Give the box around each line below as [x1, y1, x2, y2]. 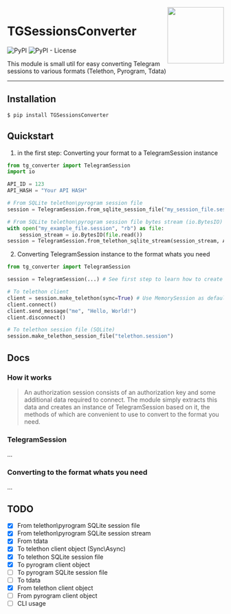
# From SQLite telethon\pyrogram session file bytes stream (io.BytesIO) [7, 218, 223, 225]
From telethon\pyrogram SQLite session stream [16, 529, 151, 538]
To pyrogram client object [16, 560, 91, 569]
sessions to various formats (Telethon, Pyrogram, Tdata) [7, 67, 166, 75]
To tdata [16, 575, 41, 584]
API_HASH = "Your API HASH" [7, 187, 88, 194]
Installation [7, 93, 56, 105]
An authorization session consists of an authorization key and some [23, 388, 216, 396]
